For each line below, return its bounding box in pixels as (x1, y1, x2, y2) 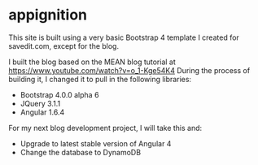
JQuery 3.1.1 (20, 98, 61, 108)
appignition (8, 6, 88, 24)
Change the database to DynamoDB (20, 147, 141, 157)
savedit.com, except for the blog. (8, 41, 120, 50)
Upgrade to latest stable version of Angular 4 (20, 138, 172, 148)
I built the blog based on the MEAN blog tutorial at (8, 57, 177, 67)
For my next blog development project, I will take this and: (8, 123, 203, 132)
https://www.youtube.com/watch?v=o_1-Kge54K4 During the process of (8, 65, 251, 75)
